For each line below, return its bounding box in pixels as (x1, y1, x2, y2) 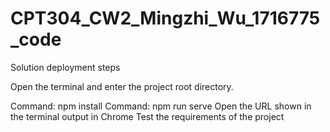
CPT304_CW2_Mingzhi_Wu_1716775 (10, 7, 321, 30)
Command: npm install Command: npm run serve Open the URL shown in (10, 100, 312, 112)
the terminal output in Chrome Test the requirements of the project (10, 110, 285, 122)
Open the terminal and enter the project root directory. (10, 80, 234, 92)
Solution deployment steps (10, 61, 121, 73)
